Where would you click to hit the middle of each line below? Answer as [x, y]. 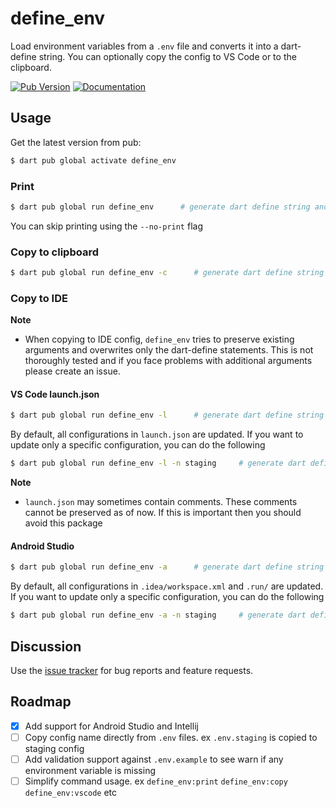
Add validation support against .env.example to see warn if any [154, 759]
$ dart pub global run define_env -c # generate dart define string [167, 273]
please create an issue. [72, 371]
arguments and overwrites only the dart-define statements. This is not [169, 350]
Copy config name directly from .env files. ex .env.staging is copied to [171, 737]
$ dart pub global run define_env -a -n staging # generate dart [158, 615]
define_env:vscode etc [71, 793]
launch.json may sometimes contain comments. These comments [161, 502]
